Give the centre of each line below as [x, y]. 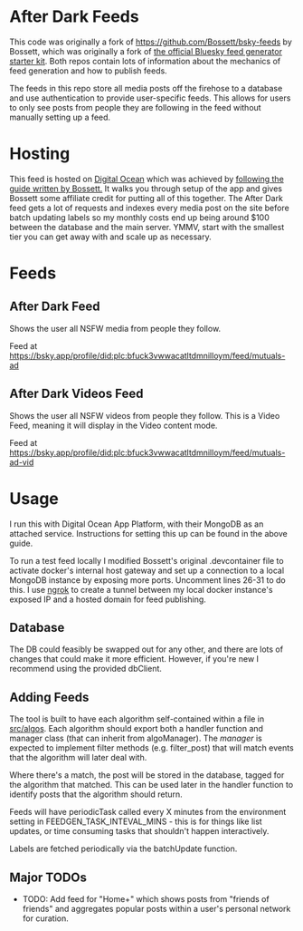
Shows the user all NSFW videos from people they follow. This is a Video [145, 415]
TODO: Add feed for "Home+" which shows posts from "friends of [146, 899]
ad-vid [22, 462]
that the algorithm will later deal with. [78, 758]
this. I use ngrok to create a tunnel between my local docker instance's [141, 589]
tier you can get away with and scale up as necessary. [110, 237]
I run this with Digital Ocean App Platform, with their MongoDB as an [137, 524]
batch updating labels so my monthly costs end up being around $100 [139, 217]
